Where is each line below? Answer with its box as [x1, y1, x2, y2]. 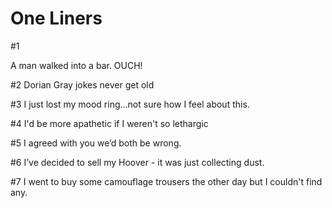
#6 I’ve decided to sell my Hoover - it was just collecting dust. [10, 156, 265, 168]
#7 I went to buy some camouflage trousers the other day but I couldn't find [10, 175, 323, 187]
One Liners [10, 7, 103, 30]
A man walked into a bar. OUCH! [10, 59, 143, 71]
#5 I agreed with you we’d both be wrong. [10, 137, 182, 149]
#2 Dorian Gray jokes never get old [10, 78, 155, 91]
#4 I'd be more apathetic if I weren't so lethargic [10, 117, 209, 129]
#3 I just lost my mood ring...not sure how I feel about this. [10, 98, 250, 110]
